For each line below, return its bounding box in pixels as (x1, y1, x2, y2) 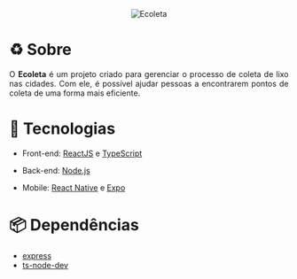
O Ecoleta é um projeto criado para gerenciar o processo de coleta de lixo (9, 68, 289, 79)
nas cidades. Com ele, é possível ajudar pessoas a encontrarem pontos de (9, 78, 289, 89)
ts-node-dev (21, 260, 69, 270)
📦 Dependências (9, 215, 139, 236)
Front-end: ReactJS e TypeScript (21, 148, 143, 159)
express (21, 250, 51, 260)
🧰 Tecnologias (9, 119, 116, 139)
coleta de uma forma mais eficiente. (9, 88, 141, 98)
